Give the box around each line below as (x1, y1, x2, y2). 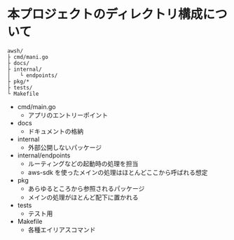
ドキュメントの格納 (27, 127, 84, 135)
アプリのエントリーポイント (27, 111, 109, 119)
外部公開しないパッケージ (27, 143, 102, 151)
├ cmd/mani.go (7, 53, 49, 60)
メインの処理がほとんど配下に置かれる (27, 193, 139, 202)
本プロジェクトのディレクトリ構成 (7, 6, 203, 22)
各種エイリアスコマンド (27, 225, 96, 234)
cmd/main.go (17, 102, 56, 111)
